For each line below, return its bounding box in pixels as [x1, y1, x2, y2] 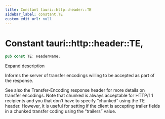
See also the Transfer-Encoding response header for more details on [5, 87, 145, 93]
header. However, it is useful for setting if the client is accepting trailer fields [5, 103, 161, 109]
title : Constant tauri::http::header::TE [5, 7, 92, 12]
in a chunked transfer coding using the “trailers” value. [5, 108, 116, 114]
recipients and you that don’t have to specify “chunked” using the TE [5, 98, 145, 104]
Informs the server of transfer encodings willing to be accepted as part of [5, 73, 155, 79]
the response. [5, 78, 34, 84]
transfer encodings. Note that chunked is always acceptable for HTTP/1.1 [5, 92, 153, 99]
